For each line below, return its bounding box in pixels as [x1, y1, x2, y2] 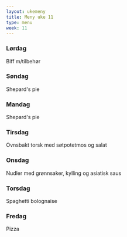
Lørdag [6, 45, 27, 53]
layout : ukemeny [6, 8, 46, 15]
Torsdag [6, 184, 30, 192]
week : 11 [6, 25, 28, 31]
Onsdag [6, 156, 29, 164]
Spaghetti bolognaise [6, 198, 57, 205]
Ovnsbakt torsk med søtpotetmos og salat [6, 141, 107, 148]
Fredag [6, 212, 27, 220]
